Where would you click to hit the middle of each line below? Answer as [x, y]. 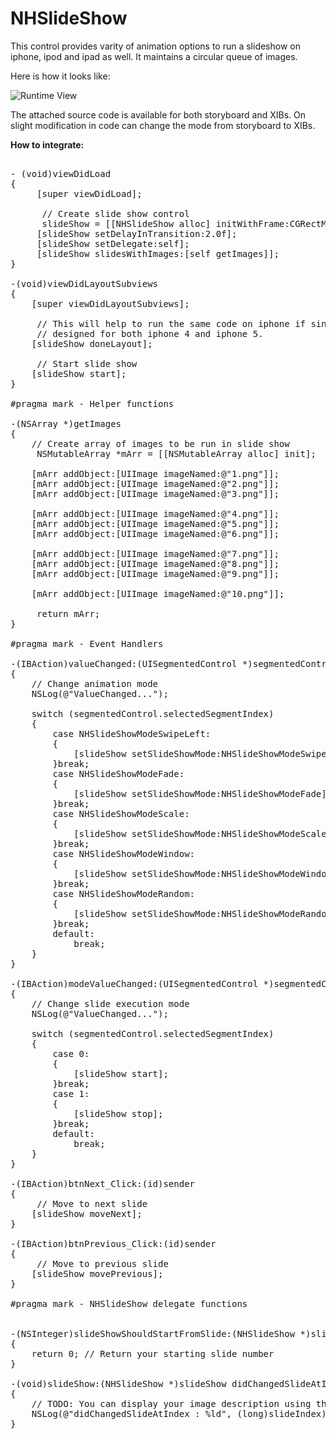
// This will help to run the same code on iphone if [171, 323]
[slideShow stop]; [118, 1113]
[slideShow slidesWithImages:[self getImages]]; [158, 253]
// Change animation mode [95, 683]
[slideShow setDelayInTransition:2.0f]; [137, 233]
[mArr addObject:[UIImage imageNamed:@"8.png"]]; [155, 563]
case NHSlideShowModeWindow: [124, 853]
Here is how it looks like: [60, 76]
